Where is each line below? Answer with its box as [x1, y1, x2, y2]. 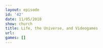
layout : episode [5, 7, 39, 12]
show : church [5, 21, 33, 26]
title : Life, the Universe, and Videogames [5, 26, 98, 31]
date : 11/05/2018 [5, 16, 42, 21]
